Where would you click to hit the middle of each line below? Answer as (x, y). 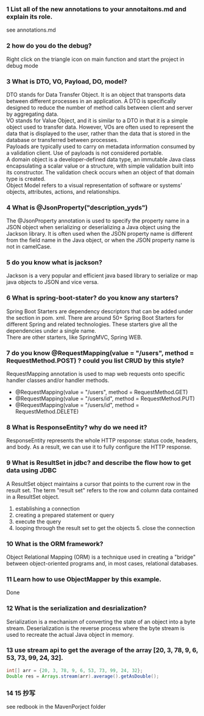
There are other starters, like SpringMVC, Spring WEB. (74, 337)
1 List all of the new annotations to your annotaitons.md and (97, 9)
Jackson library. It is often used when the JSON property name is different (100, 234)
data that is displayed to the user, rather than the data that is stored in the (98, 133)
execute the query (38, 521)
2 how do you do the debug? (49, 46)
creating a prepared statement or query (65, 515)
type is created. (26, 179)
